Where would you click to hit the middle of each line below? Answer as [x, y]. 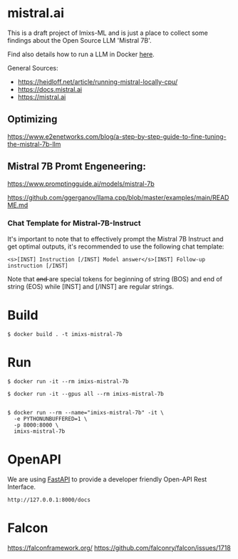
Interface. [22, 486]
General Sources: [33, 68]
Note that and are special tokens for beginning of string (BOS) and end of [115, 278]
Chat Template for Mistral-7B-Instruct [74, 224]
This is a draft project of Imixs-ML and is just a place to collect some [108, 33]
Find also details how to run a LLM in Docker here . [81, 54]
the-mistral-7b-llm [34, 144]
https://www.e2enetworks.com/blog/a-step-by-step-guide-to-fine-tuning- [117, 136]
